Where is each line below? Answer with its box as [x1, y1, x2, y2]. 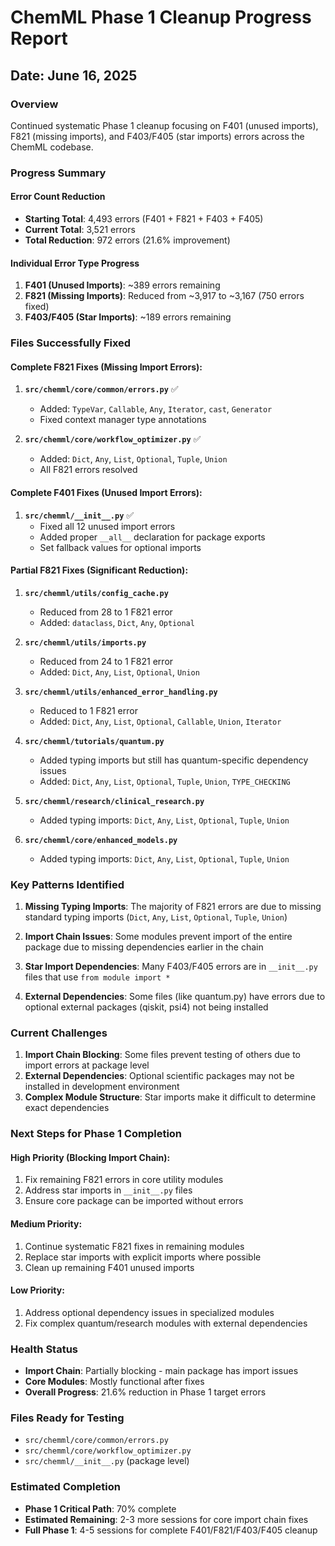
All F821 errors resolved [39, 464, 138, 476]
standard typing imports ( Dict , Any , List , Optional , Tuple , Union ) [24, 911, 288, 923]
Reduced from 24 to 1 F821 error [39, 655, 174, 667]
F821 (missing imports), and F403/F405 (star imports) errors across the [10, 130, 305, 142]
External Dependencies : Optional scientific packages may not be [24, 1070, 295, 1082]
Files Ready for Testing [10, 1411, 125, 1425]
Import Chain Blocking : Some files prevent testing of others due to [24, 1049, 302, 1061]
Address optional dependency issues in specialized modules [24, 1306, 275, 1318]
